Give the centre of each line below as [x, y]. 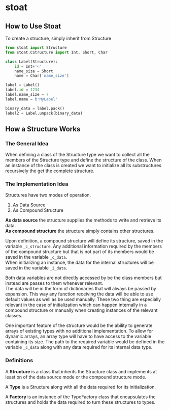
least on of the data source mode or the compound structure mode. [76, 377]
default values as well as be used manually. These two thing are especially [83, 299]
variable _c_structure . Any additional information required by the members [84, 247]
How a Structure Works [43, 129]
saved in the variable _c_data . [36, 257]
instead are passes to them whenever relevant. [54, 283]
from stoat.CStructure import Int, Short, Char [57, 52]
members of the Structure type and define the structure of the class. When [83, 160]
